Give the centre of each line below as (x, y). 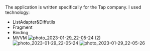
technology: (18, 12)
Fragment (22, 27)
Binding (20, 32)
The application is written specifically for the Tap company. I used (73, 7)
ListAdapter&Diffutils (34, 22)
